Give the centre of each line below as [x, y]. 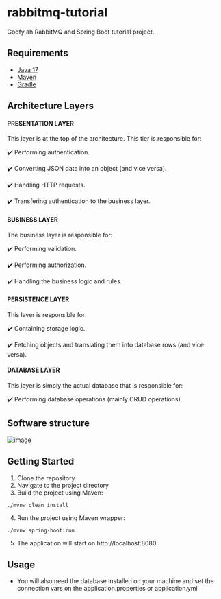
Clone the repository [46, 478]
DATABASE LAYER [34, 370]
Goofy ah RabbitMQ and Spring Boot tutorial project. [81, 32]
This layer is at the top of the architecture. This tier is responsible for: [104, 139]
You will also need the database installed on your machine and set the [115, 581]
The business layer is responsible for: [60, 235]
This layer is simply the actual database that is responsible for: [95, 385]
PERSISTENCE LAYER [38, 299]
